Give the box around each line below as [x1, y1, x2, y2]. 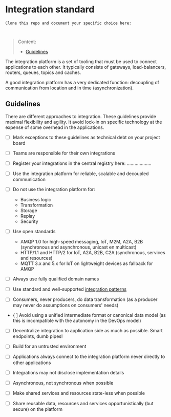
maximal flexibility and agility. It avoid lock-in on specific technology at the [5, 119, 162, 125]
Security [20, 218, 38, 224]
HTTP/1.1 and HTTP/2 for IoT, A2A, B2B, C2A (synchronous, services [20, 250, 165, 256]
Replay [20, 213, 35, 219]
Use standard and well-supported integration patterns [12, 286, 127, 292]
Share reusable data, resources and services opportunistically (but [12, 400, 154, 406]
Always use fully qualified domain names [12, 276, 99, 282]
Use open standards [12, 229, 56, 235]
